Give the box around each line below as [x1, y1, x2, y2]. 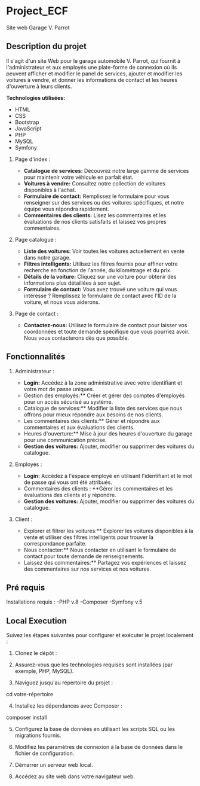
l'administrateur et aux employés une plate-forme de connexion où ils [6, 63, 177, 71]
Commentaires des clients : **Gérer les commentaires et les [23, 485, 173, 492]
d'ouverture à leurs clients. [6, 83, 72, 90]
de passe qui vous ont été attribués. [23, 479, 112, 486]
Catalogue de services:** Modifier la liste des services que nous [23, 404, 183, 412]
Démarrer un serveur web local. [14, 761, 93, 769]
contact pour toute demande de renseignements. [23, 552, 144, 560]
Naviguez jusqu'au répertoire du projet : [14, 679, 113, 686]
